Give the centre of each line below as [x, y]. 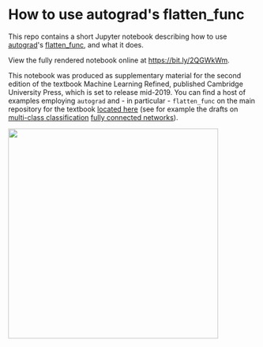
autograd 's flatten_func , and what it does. [76, 44]
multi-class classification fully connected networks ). [93, 117]
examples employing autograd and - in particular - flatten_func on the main [131, 100]
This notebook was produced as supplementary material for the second [125, 75]
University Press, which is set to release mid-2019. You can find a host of [127, 92]
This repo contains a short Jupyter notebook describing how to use [118, 36]
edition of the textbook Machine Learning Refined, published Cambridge [126, 84]
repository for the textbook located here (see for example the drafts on [123, 109]
